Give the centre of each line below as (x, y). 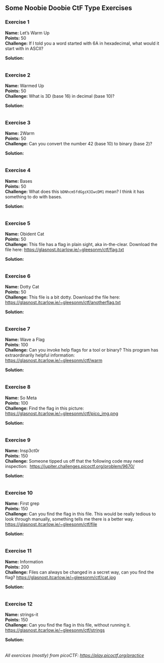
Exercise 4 (18, 170)
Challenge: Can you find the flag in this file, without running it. (68, 625)
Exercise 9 (18, 440)
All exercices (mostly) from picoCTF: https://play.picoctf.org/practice (75, 655)
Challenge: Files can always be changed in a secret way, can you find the (80, 572)
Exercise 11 (18, 551)
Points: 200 (17, 567)
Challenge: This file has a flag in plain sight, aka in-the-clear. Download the (81, 244)
